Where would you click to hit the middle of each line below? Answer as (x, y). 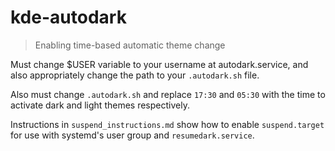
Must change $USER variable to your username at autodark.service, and (159, 64)
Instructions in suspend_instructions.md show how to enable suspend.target (167, 124)
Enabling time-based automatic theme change (130, 45)
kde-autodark (68, 17)
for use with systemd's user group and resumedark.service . (132, 135)
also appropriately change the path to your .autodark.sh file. (135, 75)
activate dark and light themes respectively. (100, 105)
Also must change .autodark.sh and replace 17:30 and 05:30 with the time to (168, 94)
